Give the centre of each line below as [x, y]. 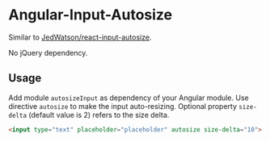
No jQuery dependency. [48, 52]
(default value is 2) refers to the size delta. [99, 115]
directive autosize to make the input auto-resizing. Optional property [122, 106]
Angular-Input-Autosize [91, 15]
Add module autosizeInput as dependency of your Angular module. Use [129, 98]
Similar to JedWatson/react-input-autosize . [80, 37]
